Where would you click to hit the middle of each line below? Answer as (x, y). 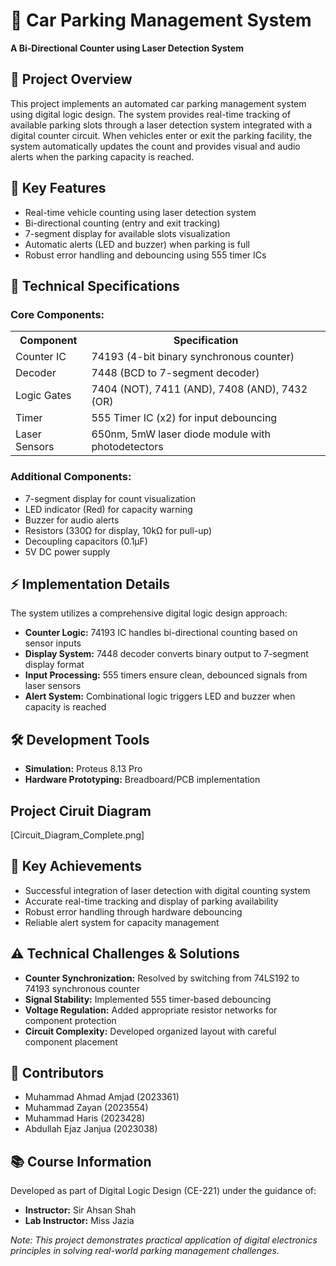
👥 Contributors (57, 1073)
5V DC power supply (67, 551)
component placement (71, 1041)
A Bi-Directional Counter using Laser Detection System (127, 48)
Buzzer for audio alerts (72, 520)
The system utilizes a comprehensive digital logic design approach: (149, 613)
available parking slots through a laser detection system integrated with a (161, 125)
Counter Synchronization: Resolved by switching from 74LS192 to (162, 978)
